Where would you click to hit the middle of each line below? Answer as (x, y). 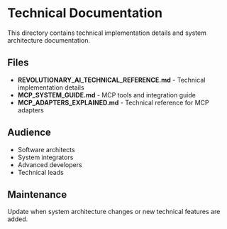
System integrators (45, 157)
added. (18, 219)
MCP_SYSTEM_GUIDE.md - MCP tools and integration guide (107, 95)
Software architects (46, 149)
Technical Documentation (85, 13)
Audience (29, 133)
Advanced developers (50, 164)
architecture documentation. (49, 40)
